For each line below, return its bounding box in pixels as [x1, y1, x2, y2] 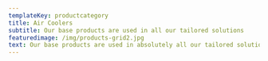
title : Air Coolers [8, 19, 73, 27]
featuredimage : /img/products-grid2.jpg [8, 33, 145, 42]
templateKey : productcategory [8, 11, 109, 20]
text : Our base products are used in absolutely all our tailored [8, 41, 234, 49]
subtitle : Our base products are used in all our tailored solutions [8, 26, 245, 34]
